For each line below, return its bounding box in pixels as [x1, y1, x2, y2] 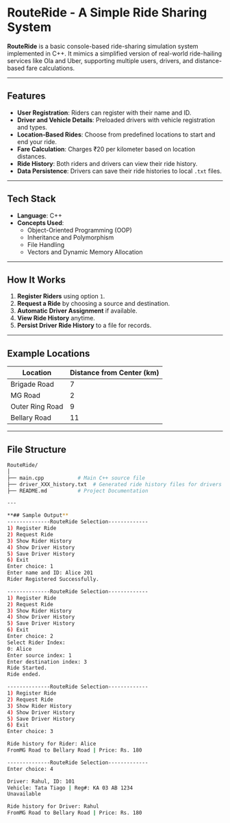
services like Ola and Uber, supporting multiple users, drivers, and [7, 56, 194, 64]
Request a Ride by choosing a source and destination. [16, 300, 170, 308]
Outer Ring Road [10, 402, 64, 411]
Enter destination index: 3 [7, 658, 88, 665]
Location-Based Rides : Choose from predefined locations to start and [16, 130, 216, 139]
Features [7, 91, 46, 102]
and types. [16, 123, 48, 131]
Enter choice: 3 [7, 728, 53, 735]
